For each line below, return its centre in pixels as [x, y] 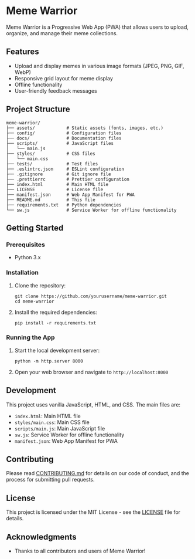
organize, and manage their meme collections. [62, 33]
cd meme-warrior [34, 301]
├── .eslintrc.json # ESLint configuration [65, 169]
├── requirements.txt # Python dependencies [64, 205]
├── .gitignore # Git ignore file [59, 174]
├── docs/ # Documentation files [64, 138]
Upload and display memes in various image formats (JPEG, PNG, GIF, [99, 66]
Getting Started [35, 228]
